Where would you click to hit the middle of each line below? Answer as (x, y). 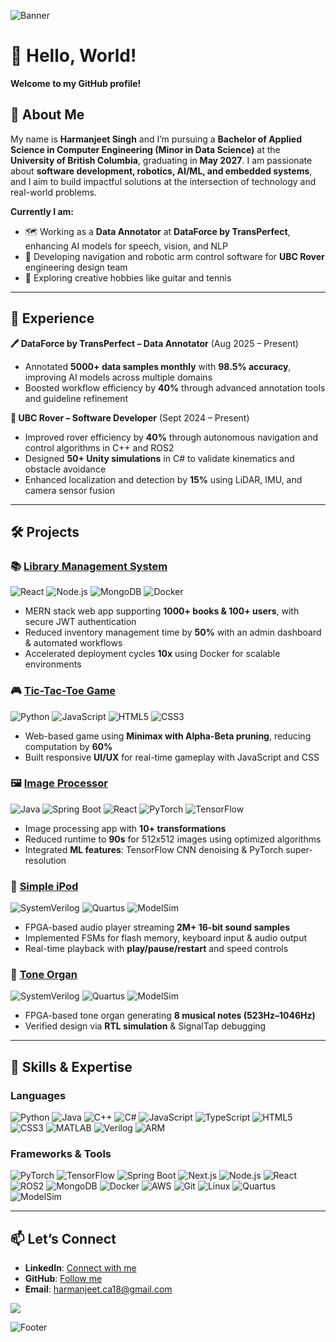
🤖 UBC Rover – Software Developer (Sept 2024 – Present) (130, 417)
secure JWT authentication (80, 622)
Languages (38, 1095)
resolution (45, 860)
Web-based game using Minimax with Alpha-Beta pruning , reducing (168, 736)
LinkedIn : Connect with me (80, 1268)
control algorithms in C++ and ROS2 (99, 447)
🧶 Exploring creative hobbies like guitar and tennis (128, 277)
